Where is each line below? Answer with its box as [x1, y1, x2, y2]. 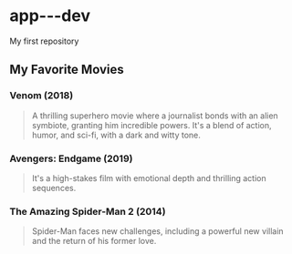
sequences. [31, 182, 77, 193]
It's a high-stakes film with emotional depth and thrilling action [31, 172, 266, 183]
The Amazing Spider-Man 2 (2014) [9, 205, 166, 218]
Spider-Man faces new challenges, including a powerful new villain [31, 226, 285, 237]
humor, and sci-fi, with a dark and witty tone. [31, 129, 201, 140]
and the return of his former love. [31, 236, 157, 247]
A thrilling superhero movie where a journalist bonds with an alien [31, 110, 278, 121]
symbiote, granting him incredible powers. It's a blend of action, [31, 119, 272, 130]
